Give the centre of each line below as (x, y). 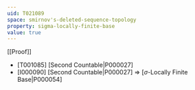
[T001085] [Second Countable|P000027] (75, 65)
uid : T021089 (26, 13)
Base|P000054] (39, 80)
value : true (24, 32)
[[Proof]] (20, 52)
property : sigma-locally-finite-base (61, 26)
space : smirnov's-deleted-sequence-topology (72, 20)
